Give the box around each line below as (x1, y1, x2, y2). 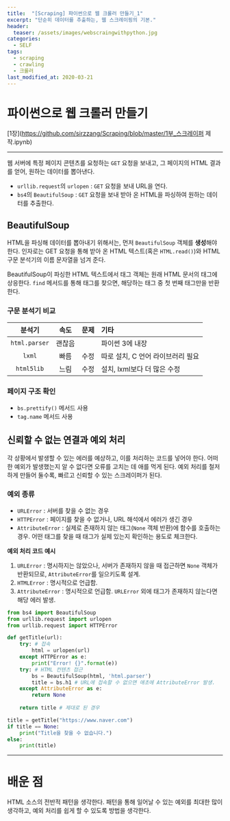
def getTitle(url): (7, 635, 63, 641)
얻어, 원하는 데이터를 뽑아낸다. (14, 167, 95, 175)
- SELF (13, 42, 32, 49)
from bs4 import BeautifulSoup (7, 609, 97, 616)
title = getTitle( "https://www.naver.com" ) (7, 717, 133, 724)
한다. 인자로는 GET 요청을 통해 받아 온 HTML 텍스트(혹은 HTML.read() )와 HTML (7, 247, 220, 256)
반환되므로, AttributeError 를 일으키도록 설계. (16, 569, 141, 578)
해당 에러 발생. (16, 596, 56, 604)
